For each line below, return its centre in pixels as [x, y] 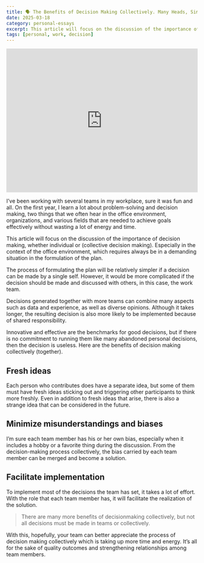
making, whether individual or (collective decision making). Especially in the [101, 245]
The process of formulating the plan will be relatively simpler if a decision [98, 270]
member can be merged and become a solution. [66, 458]
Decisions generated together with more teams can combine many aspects [100, 301]
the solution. [22, 505]
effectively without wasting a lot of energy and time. [71, 227]
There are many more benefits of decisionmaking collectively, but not [108, 516]
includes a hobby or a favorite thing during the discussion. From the [91, 445]
